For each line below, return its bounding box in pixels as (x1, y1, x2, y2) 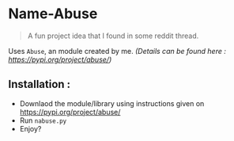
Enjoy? (19, 124, 42, 133)
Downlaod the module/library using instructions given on (19, 98, 205, 108)
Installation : (8, 78, 71, 91)
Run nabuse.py (19, 116, 67, 125)
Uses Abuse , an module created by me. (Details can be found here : (8, 46, 227, 55)
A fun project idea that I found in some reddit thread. (27, 31, 199, 40)
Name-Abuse (8, 5, 98, 23)
